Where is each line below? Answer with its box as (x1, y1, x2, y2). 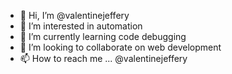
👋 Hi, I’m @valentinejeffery (19, 10, 130, 21)
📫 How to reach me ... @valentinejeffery (19, 53, 188, 64)
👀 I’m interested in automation (19, 20, 143, 32)
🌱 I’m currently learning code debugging (19, 31, 187, 42)
